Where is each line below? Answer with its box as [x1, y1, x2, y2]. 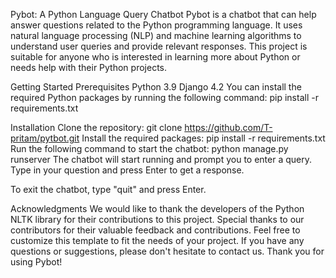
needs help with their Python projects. [10, 62, 167, 73]
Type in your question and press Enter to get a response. [10, 164, 245, 176]
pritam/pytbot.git [10, 132, 80, 144]
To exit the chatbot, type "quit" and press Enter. [10, 184, 207, 195]
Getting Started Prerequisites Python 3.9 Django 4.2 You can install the [10, 81, 302, 93]
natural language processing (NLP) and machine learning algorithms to [10, 30, 302, 41]
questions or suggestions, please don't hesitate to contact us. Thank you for [10, 245, 325, 257]
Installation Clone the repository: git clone [10, 122, 183, 133]
